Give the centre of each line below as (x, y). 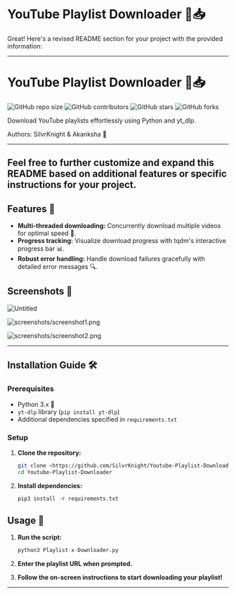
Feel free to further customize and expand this (111, 163)
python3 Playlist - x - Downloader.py (68, 551)
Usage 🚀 (26, 520)
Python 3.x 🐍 (36, 404)
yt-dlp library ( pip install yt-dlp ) (68, 412)
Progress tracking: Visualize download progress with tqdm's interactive (122, 241)
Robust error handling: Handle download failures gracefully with (111, 259)
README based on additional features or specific (117, 174)
